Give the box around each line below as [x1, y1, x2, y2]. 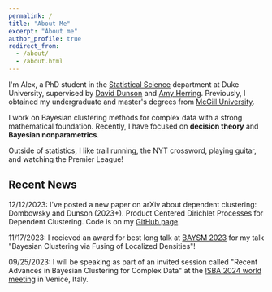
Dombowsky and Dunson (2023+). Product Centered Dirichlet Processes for [8, 208, 264, 218]
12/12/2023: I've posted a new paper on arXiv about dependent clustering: [8, 199, 257, 209]
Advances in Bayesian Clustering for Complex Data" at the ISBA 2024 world [8, 265, 262, 275]
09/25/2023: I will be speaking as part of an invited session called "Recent [8, 257, 258, 267]
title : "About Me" [8, 20, 71, 28]
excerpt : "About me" [8, 27, 79, 35]
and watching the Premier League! [8, 154, 124, 163]
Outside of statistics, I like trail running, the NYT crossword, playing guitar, [8, 146, 257, 155]
